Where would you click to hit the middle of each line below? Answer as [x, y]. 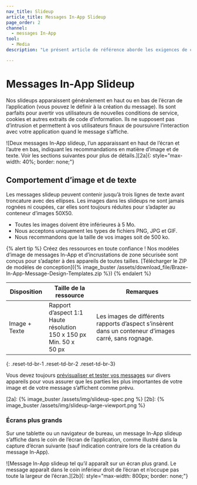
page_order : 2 [23, 22]
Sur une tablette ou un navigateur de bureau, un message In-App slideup [94, 433]
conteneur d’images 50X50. [40, 213]
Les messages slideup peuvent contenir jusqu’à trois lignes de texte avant [95, 194]
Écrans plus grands [34, 420]
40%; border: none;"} [49, 162]
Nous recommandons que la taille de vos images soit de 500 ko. [92, 237]
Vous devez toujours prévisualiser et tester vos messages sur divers [89, 375]
